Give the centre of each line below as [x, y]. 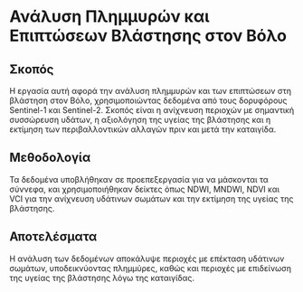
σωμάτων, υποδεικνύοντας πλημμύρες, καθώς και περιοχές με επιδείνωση [151, 268]
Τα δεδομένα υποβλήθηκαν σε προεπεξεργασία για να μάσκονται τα [139, 179]
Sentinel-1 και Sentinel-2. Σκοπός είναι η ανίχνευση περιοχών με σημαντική [152, 110]
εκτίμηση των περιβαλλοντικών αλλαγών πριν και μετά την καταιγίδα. [143, 129]
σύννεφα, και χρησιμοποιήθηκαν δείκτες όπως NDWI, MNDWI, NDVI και [145, 189]
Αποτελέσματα [53, 237]
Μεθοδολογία [50, 158]
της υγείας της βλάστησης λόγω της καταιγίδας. [102, 278]
